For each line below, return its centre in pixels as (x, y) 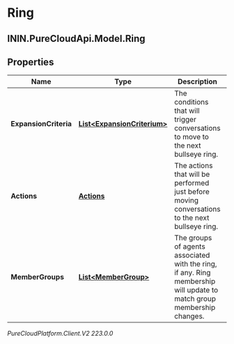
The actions (193, 166)
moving (186, 201)
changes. (189, 316)
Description (197, 81)
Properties (31, 62)
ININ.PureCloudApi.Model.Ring (76, 39)
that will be (192, 174)
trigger (185, 120)
